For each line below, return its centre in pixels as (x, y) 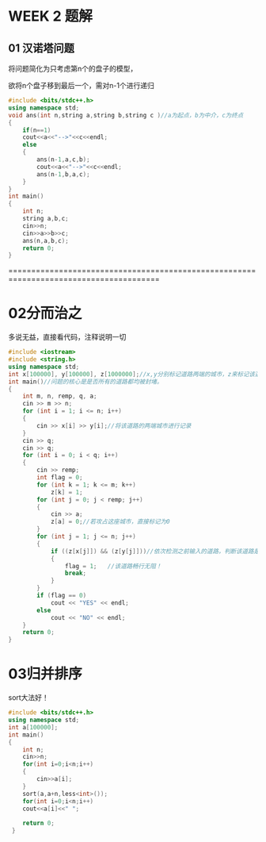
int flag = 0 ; (60, 478)
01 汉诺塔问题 (42, 48)
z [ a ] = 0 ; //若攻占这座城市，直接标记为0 (110, 522)
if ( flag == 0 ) (62, 596)
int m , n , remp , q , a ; (60, 396)
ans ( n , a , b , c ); (46, 240)
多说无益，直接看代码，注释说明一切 (67, 337)
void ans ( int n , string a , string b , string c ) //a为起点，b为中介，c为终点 (126, 115)
